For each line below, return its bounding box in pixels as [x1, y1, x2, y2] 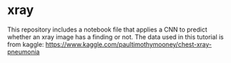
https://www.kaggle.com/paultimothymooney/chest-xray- [45, 40, 212, 48]
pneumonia [7, 48, 40, 56]
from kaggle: [7, 40, 44, 48]
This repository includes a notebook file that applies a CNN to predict [7, 25, 208, 34]
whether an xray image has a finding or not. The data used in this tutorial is [7, 32, 224, 41]
